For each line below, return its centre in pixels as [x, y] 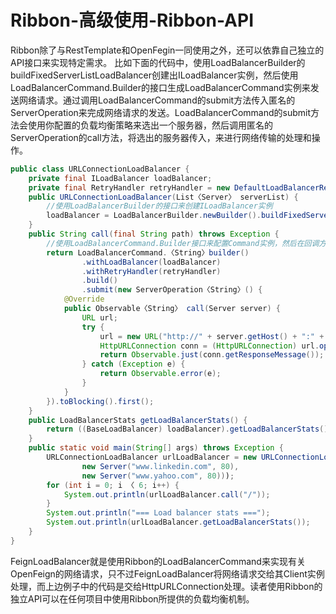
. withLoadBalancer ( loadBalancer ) [151, 262]
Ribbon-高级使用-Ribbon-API [132, 20]
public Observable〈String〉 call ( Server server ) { [172, 309]
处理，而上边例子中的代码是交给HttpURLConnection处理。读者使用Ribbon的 [166, 586]
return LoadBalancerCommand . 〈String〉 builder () [148, 252]
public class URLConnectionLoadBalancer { [100, 169]
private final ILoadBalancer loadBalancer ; [120, 178]
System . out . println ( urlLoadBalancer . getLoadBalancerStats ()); [178, 522]
